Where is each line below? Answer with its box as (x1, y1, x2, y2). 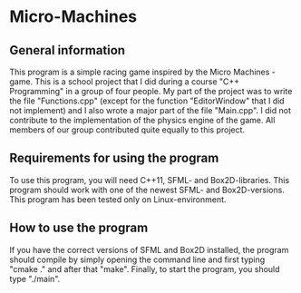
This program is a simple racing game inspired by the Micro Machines (9, 66, 270, 77)
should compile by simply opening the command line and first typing (9, 254, 266, 265)
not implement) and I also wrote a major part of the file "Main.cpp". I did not (9, 105, 292, 115)
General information (9, 43, 125, 58)
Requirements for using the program (9, 151, 219, 166)
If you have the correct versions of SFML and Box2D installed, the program (9, 244, 289, 255)
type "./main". (9, 273, 61, 284)
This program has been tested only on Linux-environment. (9, 193, 227, 205)
